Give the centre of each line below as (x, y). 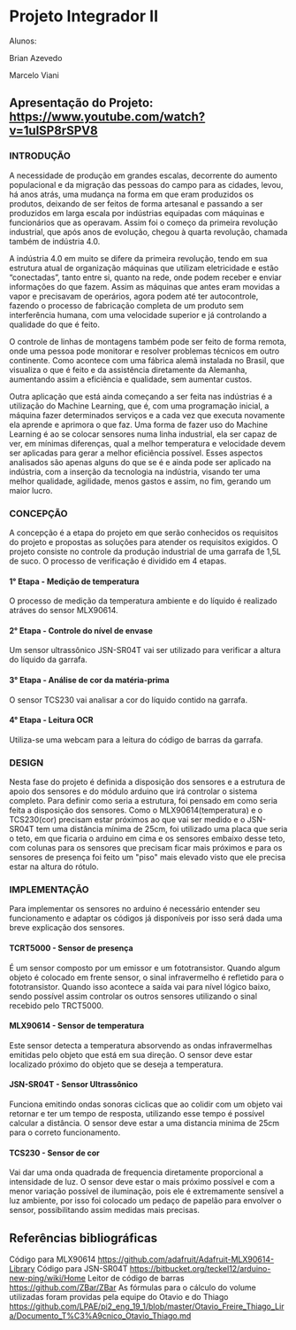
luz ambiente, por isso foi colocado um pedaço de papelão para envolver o (145, 1201)
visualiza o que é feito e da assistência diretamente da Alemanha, (128, 369)
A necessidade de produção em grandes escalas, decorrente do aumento (144, 175)
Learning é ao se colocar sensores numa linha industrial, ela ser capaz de (143, 434)
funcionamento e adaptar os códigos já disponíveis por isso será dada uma (146, 918)
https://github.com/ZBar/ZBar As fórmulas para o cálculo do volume (133, 1287)
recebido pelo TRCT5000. (57, 1005)
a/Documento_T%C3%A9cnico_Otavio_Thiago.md (100, 1315)
